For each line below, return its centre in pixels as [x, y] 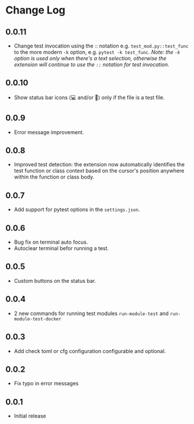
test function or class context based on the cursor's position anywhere [99, 171]
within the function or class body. [54, 177]
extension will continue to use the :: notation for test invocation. [92, 64]
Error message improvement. [49, 132]
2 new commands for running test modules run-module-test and [91, 313]
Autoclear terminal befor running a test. [61, 248]
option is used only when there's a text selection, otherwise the [90, 58]
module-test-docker [38, 319]
